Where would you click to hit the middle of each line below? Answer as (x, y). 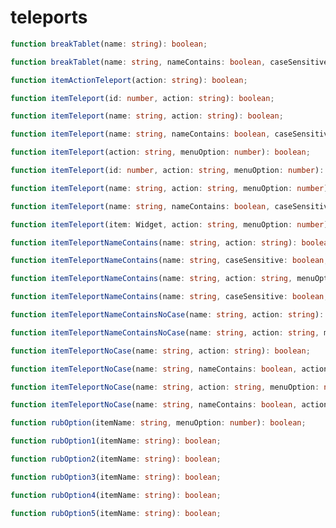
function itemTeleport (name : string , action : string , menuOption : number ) (169, 188)
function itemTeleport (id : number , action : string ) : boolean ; (142, 98)
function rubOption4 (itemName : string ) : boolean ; (116, 495)
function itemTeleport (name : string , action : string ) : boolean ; (147, 116)
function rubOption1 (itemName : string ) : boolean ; (116, 441)
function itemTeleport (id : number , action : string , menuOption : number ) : (167, 171)
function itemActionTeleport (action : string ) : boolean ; (129, 80)
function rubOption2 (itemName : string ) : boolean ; (116, 459)
